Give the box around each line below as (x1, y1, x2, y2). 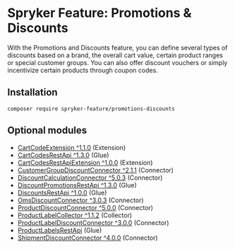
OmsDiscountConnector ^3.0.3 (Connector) (17, 196, 144, 204)
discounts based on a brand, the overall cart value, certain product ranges (7, 51, 224, 59)
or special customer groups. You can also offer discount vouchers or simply (7, 58, 228, 66)
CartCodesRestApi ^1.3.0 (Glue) (17, 151, 109, 159)
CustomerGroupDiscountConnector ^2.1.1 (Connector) (17, 166, 174, 174)
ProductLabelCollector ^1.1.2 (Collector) (17, 211, 133, 219)
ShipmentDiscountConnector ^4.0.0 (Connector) (17, 233, 158, 242)
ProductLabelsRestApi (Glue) (17, 226, 102, 234)
